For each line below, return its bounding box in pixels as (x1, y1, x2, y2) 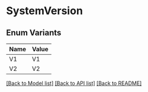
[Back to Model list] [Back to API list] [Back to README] (6, 80, 142, 87)
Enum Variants (6, 28, 62, 38)
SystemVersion (6, 4, 83, 18)
